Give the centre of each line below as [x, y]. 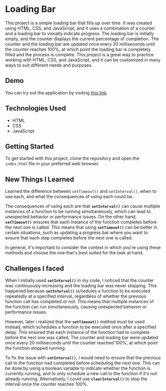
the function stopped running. [35, 348]
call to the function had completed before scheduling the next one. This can [83, 363]
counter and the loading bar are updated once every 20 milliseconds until [80, 44]
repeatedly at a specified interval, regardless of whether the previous [76, 296]
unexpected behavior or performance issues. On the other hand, [71, 217]
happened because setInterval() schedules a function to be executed [78, 291]
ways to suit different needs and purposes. [49, 65]
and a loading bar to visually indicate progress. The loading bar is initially [80, 33]
